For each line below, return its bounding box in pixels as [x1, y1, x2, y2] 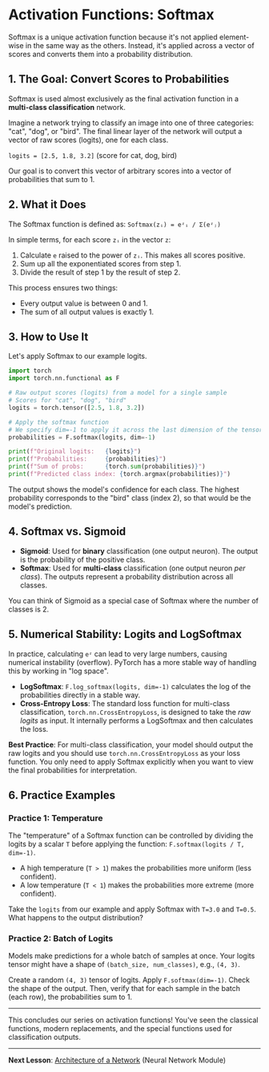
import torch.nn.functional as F [8, 375, 120, 383]
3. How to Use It [8, 330, 89, 343]
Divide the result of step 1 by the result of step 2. [19, 267, 181, 277]
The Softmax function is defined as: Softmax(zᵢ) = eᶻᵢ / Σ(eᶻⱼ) [8, 219, 222, 229]
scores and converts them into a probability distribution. [8, 49, 194, 59]
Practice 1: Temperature [8, 812, 103, 823]
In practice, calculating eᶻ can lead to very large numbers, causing [8, 648, 227, 659]
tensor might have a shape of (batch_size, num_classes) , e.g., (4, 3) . [8, 960, 240, 969]
